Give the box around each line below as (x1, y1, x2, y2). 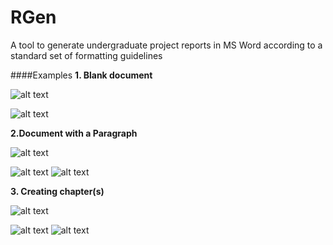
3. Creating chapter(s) (10, 185, 105, 197)
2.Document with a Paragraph (10, 127, 138, 139)
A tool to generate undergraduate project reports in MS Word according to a (10, 39, 323, 51)
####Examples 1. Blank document (10, 69, 153, 81)
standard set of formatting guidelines (10, 49, 163, 61)
